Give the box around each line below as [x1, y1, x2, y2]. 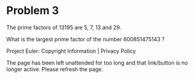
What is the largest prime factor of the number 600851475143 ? [6, 35, 165, 43]
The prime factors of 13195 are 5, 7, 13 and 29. [6, 24, 121, 31]
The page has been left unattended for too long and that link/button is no [6, 59, 188, 66]
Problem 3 [6, 4, 59, 18]
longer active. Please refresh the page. [6, 65, 104, 73]
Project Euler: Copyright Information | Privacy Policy [6, 47, 136, 55]
